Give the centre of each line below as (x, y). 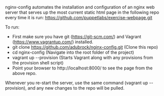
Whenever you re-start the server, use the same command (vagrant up (77, 83)
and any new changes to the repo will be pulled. (76, 88)
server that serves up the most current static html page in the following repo (82, 12)
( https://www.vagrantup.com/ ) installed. (53, 42)
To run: (12, 27)
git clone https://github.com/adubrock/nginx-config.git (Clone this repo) (85, 47)
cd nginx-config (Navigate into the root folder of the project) (73, 52)
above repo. (24, 73)
